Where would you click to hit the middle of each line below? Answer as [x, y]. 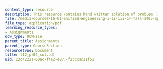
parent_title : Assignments [32, 41]
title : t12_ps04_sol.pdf [30, 55]
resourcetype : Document [29, 50]
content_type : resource [29, 9]
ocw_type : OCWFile [24, 37]
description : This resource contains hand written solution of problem [79, 14]
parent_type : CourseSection [33, 46]
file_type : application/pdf [33, 23]
